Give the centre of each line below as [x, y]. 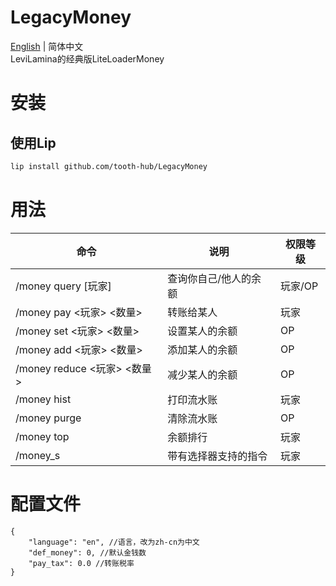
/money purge [48, 418]
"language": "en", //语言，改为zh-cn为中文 [114, 542]
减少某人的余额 [202, 374]
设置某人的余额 [202, 331]
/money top [42, 436]
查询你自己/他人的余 [214, 278]
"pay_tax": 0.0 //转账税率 [81, 563]
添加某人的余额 [202, 349]
